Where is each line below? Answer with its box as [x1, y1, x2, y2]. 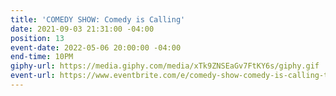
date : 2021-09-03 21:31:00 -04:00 [10, 24, 155, 34]
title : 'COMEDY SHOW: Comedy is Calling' [10, 14, 186, 25]
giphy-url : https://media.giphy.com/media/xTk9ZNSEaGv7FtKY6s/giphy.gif [10, 61, 320, 71]
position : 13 [10, 33, 65, 43]
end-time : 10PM [10, 52, 74, 62]
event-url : [10, 71, 56, 81]
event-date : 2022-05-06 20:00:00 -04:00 [10, 42, 182, 53]
